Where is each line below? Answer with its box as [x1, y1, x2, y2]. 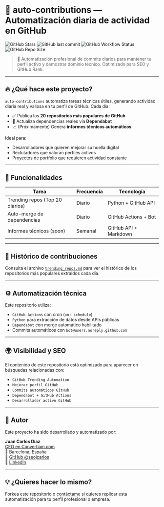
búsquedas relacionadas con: [5, 367, 64, 373]
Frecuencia [76, 188, 103, 195]
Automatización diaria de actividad [5, 15, 150, 26]
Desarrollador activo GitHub [12, 398, 72, 403]
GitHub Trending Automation [12, 378, 69, 382]
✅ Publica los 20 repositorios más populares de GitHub [12, 112, 126, 119]
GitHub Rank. [17, 66, 44, 72]
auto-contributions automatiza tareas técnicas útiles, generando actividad [5, 98, 156, 104]
